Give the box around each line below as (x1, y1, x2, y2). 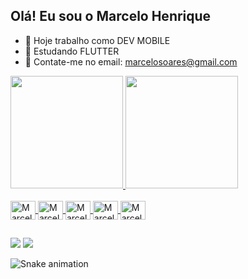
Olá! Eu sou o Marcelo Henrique (10, 8, 212, 25)
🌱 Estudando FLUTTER (24, 45, 120, 57)
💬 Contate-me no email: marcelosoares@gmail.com (24, 55, 238, 68)
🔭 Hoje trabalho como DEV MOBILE (24, 34, 171, 46)
